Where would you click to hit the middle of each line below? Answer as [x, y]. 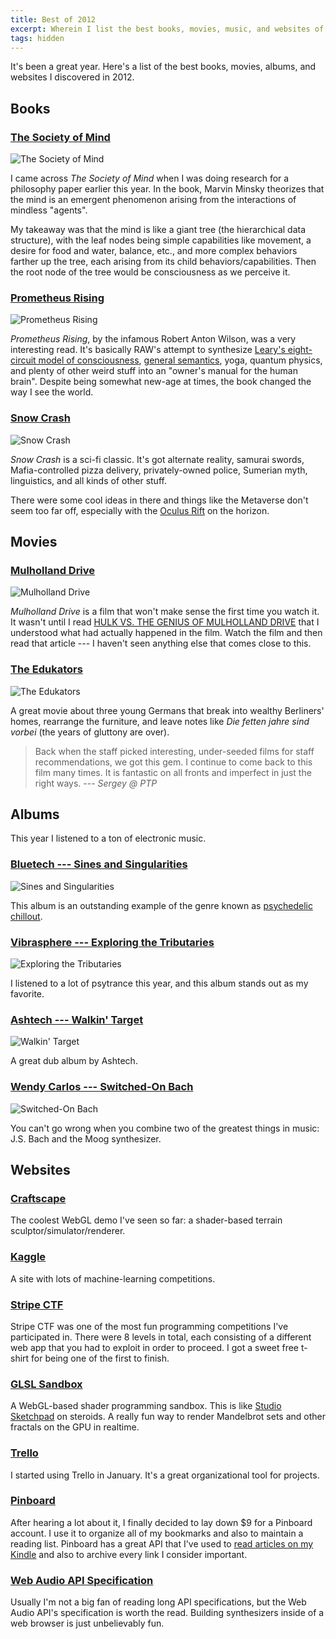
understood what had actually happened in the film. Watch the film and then [166, 633]
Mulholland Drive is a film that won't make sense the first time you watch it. [165, 612]
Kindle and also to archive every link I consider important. [129, 1554]
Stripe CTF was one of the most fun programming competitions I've [149, 1326]
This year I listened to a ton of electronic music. [108, 838]
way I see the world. [52, 392]
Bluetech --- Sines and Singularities [99, 864]
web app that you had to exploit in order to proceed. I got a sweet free [155, 1347]
